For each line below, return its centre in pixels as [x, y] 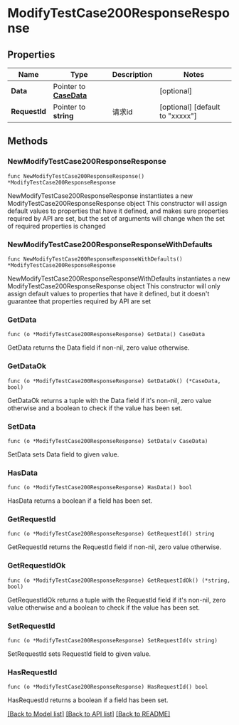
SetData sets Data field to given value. [63, 454]
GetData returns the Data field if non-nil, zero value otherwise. [99, 348]
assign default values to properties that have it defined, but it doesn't [108, 293]
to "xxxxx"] [178, 116]
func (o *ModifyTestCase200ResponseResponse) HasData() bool [100, 488]
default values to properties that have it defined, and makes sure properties [118, 211]
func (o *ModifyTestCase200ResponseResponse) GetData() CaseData [106, 335]
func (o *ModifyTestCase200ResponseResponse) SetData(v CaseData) [108, 441]
